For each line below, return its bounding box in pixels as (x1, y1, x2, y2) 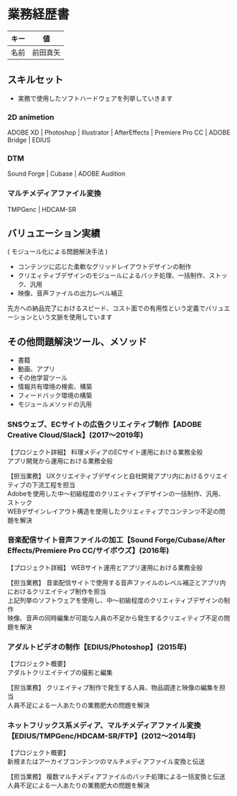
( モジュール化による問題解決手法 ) (7, 247, 108, 256)
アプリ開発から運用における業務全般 (7, 456, 113, 465)
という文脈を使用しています (31, 313, 113, 322)
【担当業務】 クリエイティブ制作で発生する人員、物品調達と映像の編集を (7, 683, 219, 692)
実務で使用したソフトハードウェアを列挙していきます (17, 93, 173, 103)
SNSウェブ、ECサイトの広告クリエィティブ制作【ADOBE (7, 419, 202, 429)
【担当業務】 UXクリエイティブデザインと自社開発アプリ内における (7, 472, 204, 480)
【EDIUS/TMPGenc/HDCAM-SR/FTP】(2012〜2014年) (7, 731, 196, 741)
